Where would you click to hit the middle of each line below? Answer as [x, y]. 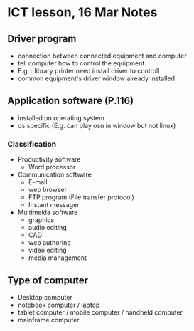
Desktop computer [45, 297]
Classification [32, 144]
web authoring [49, 243]
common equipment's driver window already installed [96, 78]
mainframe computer [48, 320]
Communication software [55, 174]
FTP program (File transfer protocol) [81, 197]
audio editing [47, 228]
